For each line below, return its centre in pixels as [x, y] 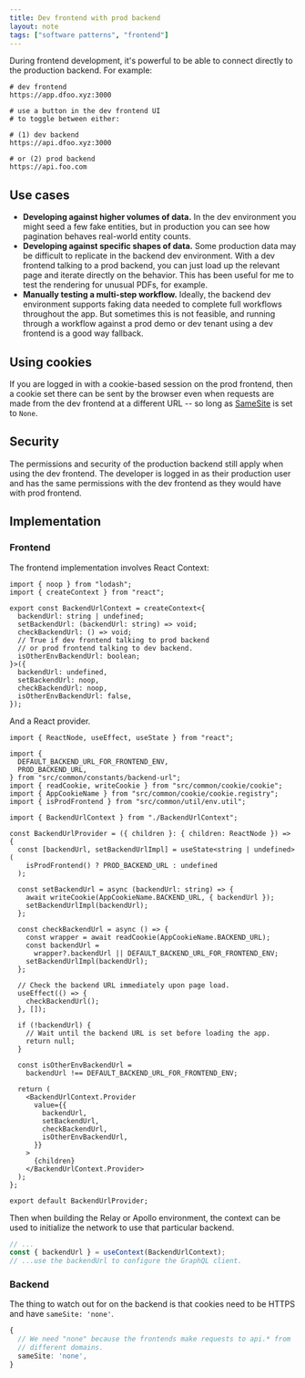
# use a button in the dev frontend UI [85, 111]
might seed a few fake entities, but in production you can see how [146, 227]
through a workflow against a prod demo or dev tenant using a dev [147, 324]
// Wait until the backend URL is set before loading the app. [148, 1033]
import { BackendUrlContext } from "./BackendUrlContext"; [124, 818]
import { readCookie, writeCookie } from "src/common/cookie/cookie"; [146, 786]
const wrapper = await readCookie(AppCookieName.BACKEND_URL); [148, 937]
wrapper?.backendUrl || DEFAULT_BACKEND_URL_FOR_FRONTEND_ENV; [156, 953]
